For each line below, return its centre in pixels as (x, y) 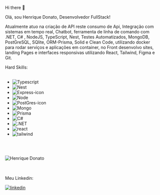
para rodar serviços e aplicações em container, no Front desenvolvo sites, (79, 47)
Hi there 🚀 (15, 8)
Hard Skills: (17, 67)
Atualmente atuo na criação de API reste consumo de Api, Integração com (80, 26)
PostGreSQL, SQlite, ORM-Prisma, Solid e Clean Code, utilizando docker (78, 42)
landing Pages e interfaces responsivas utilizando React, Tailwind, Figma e (80, 52)
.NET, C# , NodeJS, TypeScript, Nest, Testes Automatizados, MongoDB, (77, 37)
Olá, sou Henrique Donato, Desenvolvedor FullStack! (58, 17)
